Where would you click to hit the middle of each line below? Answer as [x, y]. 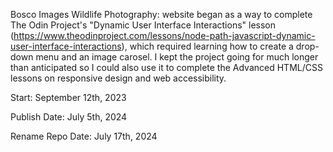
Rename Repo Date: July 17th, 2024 [84, 136]
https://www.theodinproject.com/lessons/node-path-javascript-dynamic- [164, 35]
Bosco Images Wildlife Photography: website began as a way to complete [161, 14]
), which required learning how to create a [207, 46]
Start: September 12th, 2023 [68, 97]
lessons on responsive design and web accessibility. [118, 78]
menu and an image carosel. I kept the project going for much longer [177, 57]
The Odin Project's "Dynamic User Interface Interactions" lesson [143, 25]
